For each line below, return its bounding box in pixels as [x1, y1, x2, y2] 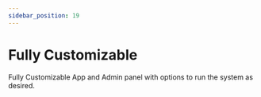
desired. [8, 80, 36, 90]
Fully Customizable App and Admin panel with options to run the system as [8, 72, 254, 82]
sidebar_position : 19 [8, 11, 80, 20]
